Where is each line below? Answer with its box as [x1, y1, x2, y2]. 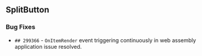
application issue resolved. [14, 43, 82, 50]
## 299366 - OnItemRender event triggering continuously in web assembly [14, 36, 197, 44]
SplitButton [5, 5, 49, 15]
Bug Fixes [5, 23, 36, 31]
